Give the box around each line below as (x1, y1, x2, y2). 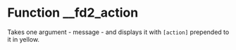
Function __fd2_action (7, 5, 139, 21)
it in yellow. (7, 35, 40, 43)
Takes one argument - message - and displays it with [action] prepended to (7, 28, 230, 36)
